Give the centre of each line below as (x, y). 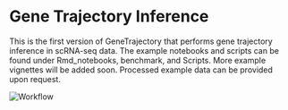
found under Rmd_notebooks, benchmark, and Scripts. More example (138, 60)
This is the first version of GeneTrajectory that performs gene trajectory (141, 41)
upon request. (35, 79)
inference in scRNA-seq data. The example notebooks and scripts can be (144, 50)
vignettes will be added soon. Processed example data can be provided (141, 70)
